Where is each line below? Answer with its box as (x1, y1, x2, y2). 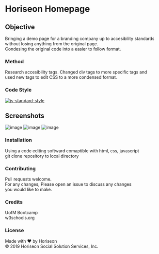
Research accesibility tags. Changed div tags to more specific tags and (5, 69, 147, 75)
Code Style (5, 87, 32, 93)
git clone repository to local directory (5, 153, 79, 159)
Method (5, 58, 24, 65)
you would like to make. (5, 186, 52, 192)
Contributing (5, 165, 36, 172)
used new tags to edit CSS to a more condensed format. (5, 74, 117, 80)
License (5, 227, 24, 234)
